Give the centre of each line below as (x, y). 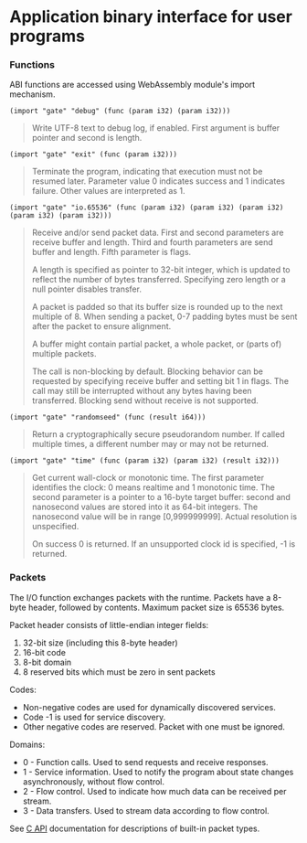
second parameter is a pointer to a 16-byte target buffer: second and (161, 497)
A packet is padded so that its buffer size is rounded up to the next (157, 307)
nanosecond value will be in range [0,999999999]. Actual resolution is (164, 517)
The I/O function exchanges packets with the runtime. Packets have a (140, 597)
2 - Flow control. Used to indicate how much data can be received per (154, 791)
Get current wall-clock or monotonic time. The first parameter (148, 478)
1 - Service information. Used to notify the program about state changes (158, 772)
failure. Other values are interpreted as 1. (108, 191)
